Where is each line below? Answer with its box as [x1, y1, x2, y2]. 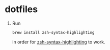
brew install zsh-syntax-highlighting [12, 30, 95, 35]
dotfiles [5, 4, 38, 15]
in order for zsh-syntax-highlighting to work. [12, 39, 105, 45]
